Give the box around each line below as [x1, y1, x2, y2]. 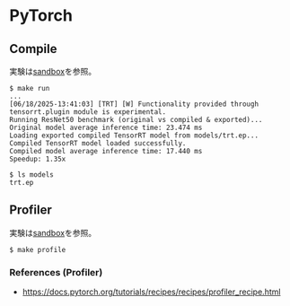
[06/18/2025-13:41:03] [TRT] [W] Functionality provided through [9, 100, 259, 109]
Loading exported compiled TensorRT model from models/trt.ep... [9, 131, 259, 140]
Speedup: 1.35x [9, 154, 66, 163]
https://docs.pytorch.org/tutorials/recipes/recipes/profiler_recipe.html [22, 286, 281, 297]
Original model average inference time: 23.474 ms [9, 123, 203, 132]
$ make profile [9, 245, 66, 254]
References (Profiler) [9, 266, 103, 278]
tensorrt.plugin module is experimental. [9, 108, 167, 117]
